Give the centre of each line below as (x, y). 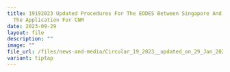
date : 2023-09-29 (32, 26)
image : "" (21, 45)
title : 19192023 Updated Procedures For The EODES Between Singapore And (115, 13)
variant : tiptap (30, 58)
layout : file (26, 33)
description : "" (30, 39)
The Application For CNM (49, 20)
